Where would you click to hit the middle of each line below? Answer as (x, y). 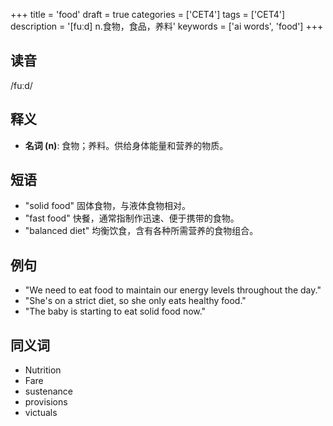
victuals (41, 413)
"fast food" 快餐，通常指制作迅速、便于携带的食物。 (132, 218)
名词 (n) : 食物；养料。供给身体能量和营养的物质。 (126, 145)
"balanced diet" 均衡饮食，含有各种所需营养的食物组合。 (141, 231)
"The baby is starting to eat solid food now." (115, 311)
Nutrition (43, 370)
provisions (46, 402)
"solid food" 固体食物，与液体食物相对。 (107, 206)
